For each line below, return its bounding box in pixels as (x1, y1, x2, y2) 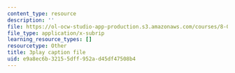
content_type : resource (7, 10, 77, 17)
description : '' (7, 17, 55, 24)
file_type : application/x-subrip (7, 29, 105, 37)
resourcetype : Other (7, 42, 68, 49)
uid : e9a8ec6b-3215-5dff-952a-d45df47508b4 (7, 56, 136, 63)
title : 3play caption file (7, 49, 86, 56)
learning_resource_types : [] (7, 36, 92, 43)
